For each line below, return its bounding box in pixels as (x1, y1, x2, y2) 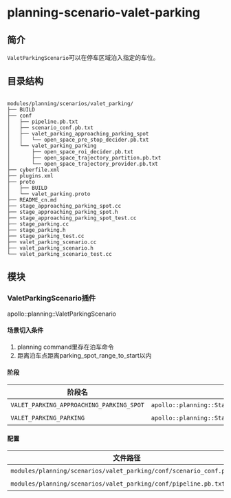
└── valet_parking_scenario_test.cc (7, 250, 112, 257)
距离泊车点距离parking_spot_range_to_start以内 (16, 351, 152, 359)
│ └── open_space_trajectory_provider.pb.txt (7, 160, 158, 167)
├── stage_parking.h (7, 226, 67, 233)
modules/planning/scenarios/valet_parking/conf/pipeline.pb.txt (10, 480, 225, 488)
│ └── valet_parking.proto (7, 191, 91, 197)
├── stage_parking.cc (7, 220, 69, 228)
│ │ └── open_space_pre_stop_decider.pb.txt (7, 136, 149, 143)
